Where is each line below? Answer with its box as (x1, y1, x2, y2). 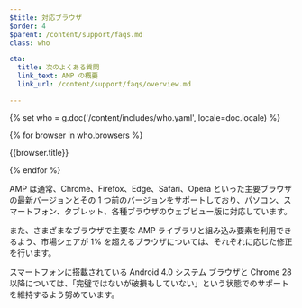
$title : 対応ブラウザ (9, 13, 83, 23)
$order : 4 (9, 22, 47, 31)
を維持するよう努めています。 (9, 289, 120, 300)
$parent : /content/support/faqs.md (9, 30, 143, 39)
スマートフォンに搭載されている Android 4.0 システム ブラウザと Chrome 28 (9, 267, 292, 277)
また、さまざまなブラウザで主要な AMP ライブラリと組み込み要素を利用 (9, 224, 277, 235)
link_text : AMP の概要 (17, 71, 99, 81)
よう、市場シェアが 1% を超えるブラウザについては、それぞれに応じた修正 (16, 236, 293, 247)
